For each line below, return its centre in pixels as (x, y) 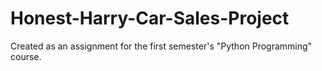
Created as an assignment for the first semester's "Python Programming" (161, 46)
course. (26, 56)
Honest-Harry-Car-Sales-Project (150, 18)
